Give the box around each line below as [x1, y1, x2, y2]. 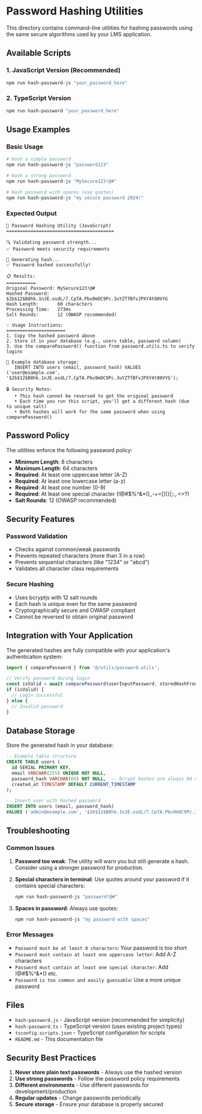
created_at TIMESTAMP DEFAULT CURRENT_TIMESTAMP [11, 781, 136, 787]
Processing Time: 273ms [6, 306, 71, 312]
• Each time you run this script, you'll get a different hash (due [14, 398, 189, 404]
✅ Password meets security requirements [6, 246, 110, 252]
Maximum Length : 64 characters [14, 464, 98, 471]
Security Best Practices [6, 1053, 97, 1063]
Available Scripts [6, 48, 71, 58]
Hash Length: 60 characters [6, 301, 93, 307]
